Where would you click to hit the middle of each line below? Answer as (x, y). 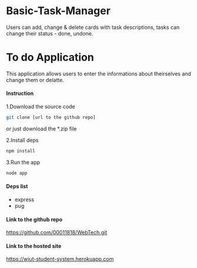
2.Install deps (22, 140)
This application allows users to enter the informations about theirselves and (98, 73)
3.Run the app (23, 162)
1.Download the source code (41, 107)
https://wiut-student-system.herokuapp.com (60, 259)
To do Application (50, 58)
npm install (21, 151)
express (24, 200)
